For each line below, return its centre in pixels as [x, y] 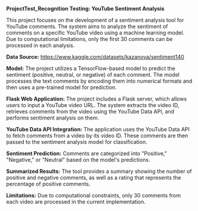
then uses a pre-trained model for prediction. [61, 87]
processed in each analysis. [41, 45]
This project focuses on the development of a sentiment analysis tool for [95, 20]
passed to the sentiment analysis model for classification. [77, 142]
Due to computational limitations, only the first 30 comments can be [89, 39]
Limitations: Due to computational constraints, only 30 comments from [93, 195]
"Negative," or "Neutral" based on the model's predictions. [78, 160]
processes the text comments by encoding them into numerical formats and [99, 81]
